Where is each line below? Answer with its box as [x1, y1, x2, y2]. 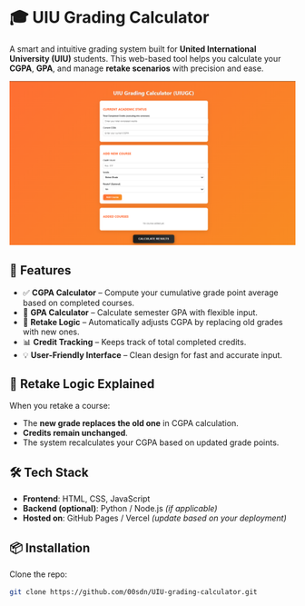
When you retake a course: [9, 401, 111, 412]
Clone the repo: [9, 569, 68, 580]
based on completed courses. [22, 297, 134, 308]
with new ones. [22, 326, 80, 337]
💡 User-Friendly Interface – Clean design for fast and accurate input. [22, 349, 283, 360]
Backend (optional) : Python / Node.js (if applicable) [22, 503, 218, 514]
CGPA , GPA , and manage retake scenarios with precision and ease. [9, 63, 264, 74]
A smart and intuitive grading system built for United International [9, 43, 257, 55]
